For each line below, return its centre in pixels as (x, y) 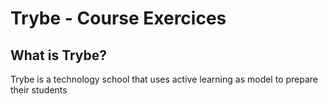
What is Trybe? (59, 55)
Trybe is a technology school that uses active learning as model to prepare (164, 79)
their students (39, 90)
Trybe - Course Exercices (118, 18)
